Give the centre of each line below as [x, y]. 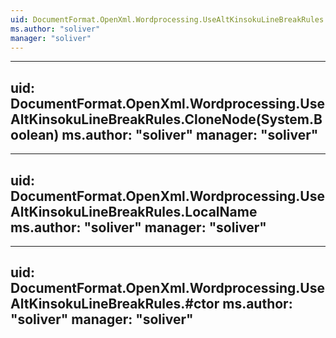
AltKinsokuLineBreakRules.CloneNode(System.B [166, 119]
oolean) [35, 134]
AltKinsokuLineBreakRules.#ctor [115, 304]
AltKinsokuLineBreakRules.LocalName [134, 211]
